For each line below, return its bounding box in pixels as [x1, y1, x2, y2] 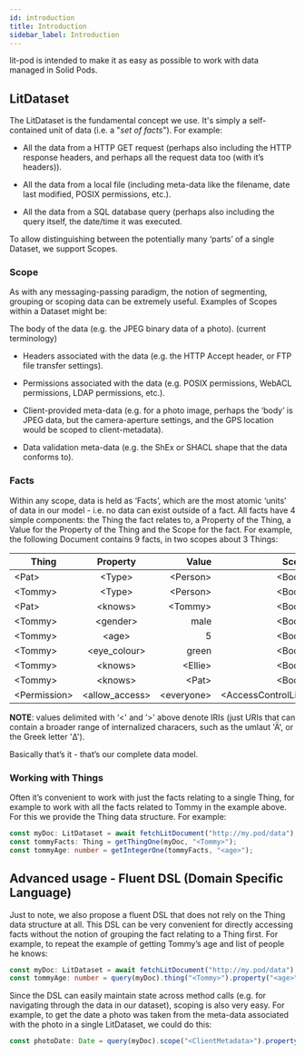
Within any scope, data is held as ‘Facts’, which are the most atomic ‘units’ [9, 495, 287, 506]
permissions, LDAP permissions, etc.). [22, 388, 165, 399]
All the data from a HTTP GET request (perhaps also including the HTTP [22, 143, 292, 153]
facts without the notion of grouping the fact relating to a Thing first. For [9, 928, 279, 940]
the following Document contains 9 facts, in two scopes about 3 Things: [9, 533, 279, 545]
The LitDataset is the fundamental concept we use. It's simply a [9, 115, 248, 126]
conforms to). [22, 451, 74, 463]
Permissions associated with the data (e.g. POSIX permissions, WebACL [22, 378, 292, 389]
